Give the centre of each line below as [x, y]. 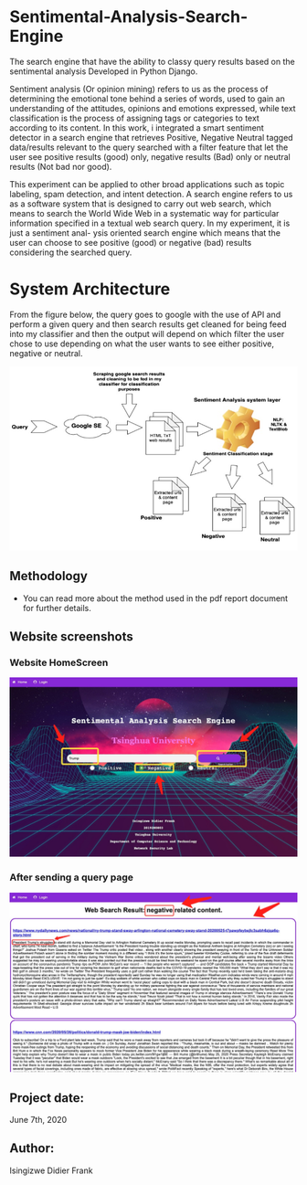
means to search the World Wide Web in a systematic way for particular [144, 213]
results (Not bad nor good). [61, 166]
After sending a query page [72, 877]
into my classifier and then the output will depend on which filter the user [147, 333]
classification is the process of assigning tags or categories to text [135, 118]
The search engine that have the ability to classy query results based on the [152, 61]
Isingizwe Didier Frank [51, 1170]
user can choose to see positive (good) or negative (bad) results [131, 242]
